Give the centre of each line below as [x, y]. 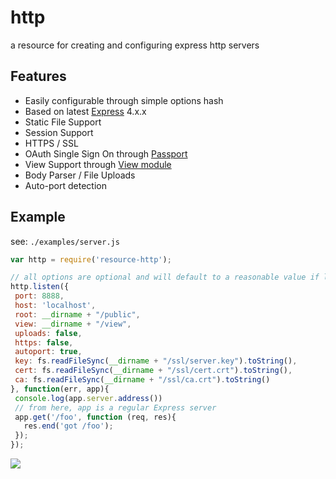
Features [38, 76]
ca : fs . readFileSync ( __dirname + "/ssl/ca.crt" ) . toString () [142, 380]
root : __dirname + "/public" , [77, 314]
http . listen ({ [40, 287]
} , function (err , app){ [60, 389]
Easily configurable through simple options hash [124, 100]
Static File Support [63, 122]
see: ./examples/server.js [65, 241]
